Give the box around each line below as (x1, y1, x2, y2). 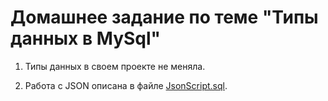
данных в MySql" (10, 27, 162, 50)
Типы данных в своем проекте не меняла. (24, 60, 206, 72)
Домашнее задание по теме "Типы (10, 6, 319, 29)
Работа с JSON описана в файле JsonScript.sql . (24, 79, 228, 91)
